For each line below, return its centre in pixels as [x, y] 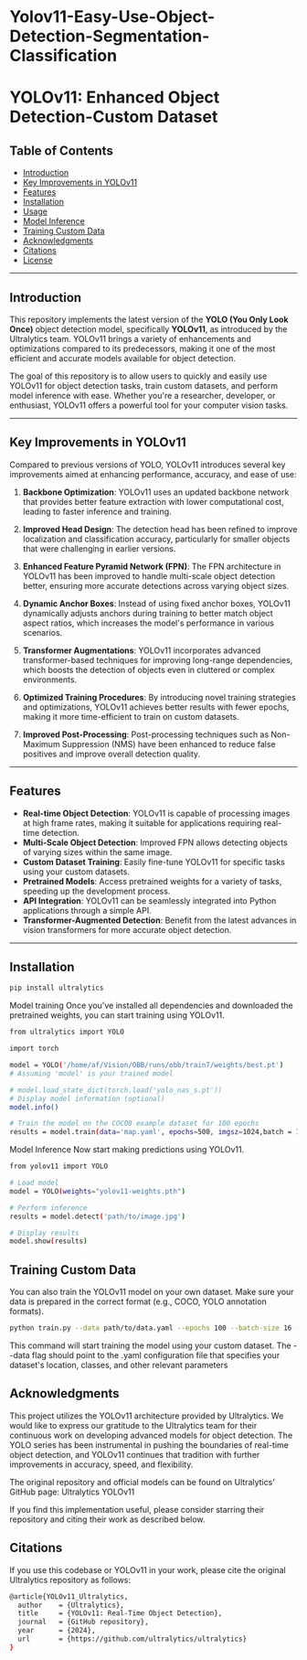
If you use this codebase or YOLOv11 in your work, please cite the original [148, 1569]
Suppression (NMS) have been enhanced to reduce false [169, 744]
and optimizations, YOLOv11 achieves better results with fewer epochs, [156, 707]
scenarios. [42, 632]
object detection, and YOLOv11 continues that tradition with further [135, 1454]
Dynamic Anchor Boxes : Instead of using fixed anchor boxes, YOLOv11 [156, 603]
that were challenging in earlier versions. [99, 548]
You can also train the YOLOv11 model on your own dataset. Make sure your [152, 1292]
